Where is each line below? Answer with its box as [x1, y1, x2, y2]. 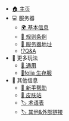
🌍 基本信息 [20, 24, 49, 31]
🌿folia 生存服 [20, 69, 52, 76]
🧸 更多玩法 [11, 54, 38, 61]
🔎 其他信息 [11, 77, 38, 83]
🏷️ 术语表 [20, 99, 45, 106]
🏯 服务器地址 [20, 41, 52, 48]
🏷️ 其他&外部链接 [20, 108, 64, 115]
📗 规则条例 [20, 33, 47, 40]
